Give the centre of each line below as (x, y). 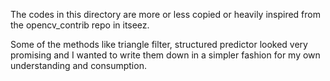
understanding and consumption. (78, 65)
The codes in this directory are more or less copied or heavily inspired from (165, 14)
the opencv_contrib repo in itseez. (80, 25)
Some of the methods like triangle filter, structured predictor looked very (159, 44)
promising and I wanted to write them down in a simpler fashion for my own (165, 55)
